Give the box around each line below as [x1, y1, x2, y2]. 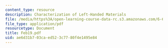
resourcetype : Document [5, 26, 55, 31]
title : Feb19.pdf [5, 30, 41, 35]
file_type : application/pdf [5, 21, 64, 26]
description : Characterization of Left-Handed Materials [5, 12, 126, 17]
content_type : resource [5, 7, 55, 12]
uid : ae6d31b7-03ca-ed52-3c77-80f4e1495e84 [5, 35, 97, 40]
